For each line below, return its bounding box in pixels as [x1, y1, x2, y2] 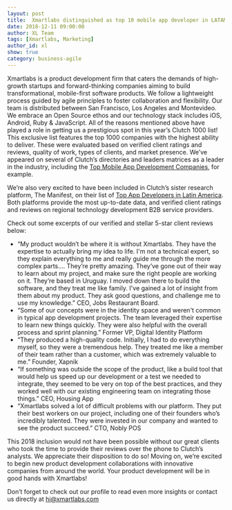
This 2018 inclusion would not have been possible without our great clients [7, 437, 220, 446]
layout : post [7, 10, 45, 17]
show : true [7, 49, 39, 56]
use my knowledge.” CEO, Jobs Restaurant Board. [17, 299, 160, 307]
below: [7, 226, 26, 234]
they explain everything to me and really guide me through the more [17, 254, 211, 263]
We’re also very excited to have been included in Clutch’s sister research [7, 183, 214, 191]
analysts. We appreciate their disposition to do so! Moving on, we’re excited [7, 452, 222, 460]
